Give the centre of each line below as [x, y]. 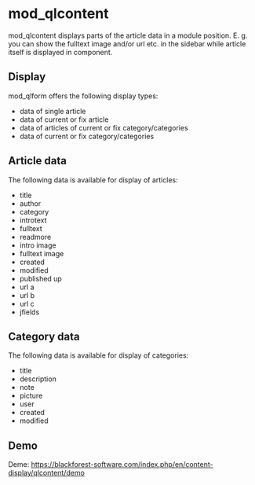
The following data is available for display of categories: [98, 355]
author [30, 203]
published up [41, 278]
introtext [33, 220]
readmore [35, 237]
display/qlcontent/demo [46, 473]
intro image [38, 245]
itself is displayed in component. [60, 52]
